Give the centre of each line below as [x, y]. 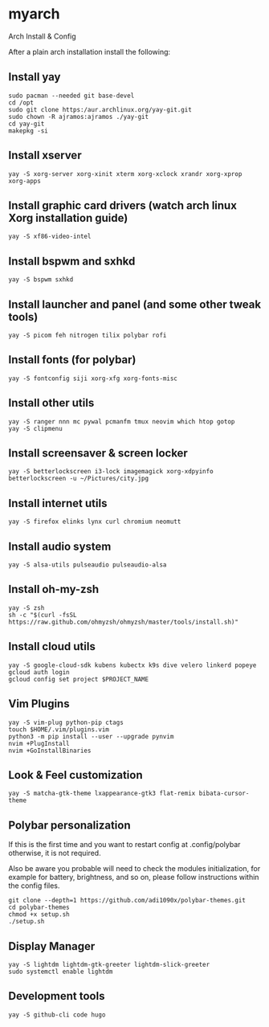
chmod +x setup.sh [39, 914]
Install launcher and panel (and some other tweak [135, 304]
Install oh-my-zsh [54, 589]
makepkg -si [28, 131]
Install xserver [45, 155]
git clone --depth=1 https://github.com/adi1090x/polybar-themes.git [127, 901]
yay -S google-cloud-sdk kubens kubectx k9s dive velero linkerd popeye [132, 665]
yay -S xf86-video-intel [50, 237]
